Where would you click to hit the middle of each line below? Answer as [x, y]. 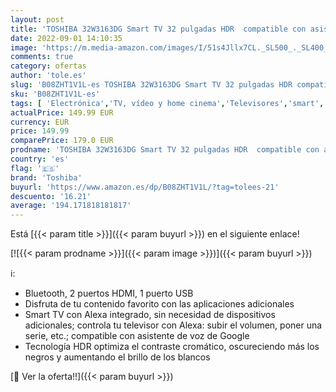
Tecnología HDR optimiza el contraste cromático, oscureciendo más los [172, 347]
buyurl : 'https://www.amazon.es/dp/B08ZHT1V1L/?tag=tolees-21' [145, 187]
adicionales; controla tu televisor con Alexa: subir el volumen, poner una [173, 325]
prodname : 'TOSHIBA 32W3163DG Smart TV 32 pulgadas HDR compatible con [165, 150]
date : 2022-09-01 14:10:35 [66, 38]
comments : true [42, 57]
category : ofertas [48, 66]
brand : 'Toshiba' [46, 177]
